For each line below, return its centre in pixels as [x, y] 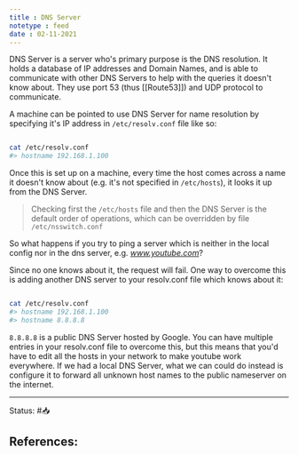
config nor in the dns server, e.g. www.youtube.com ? [106, 253]
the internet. [31, 384]
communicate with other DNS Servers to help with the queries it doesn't [141, 78]
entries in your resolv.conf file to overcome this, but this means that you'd [144, 347]
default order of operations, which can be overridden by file [140, 219]
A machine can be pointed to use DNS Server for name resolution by [134, 114]
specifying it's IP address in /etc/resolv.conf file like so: [113, 124]
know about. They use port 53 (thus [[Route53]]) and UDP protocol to [136, 88]
